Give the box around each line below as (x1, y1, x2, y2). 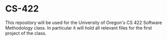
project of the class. (5, 30, 47, 36)
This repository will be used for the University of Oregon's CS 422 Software (5, 19, 162, 25)
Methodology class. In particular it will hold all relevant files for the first (5, 24, 152, 30)
